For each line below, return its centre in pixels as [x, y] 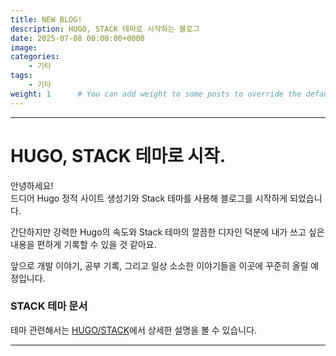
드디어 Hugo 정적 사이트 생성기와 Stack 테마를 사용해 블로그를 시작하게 [149, 198]
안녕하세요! [32, 185]
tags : [21, 76]
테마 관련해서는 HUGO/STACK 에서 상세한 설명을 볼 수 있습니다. [134, 330]
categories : [35, 57]
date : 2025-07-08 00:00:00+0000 [77, 38]
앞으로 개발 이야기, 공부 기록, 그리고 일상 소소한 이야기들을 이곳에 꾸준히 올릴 [159, 265]
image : [24, 47]
